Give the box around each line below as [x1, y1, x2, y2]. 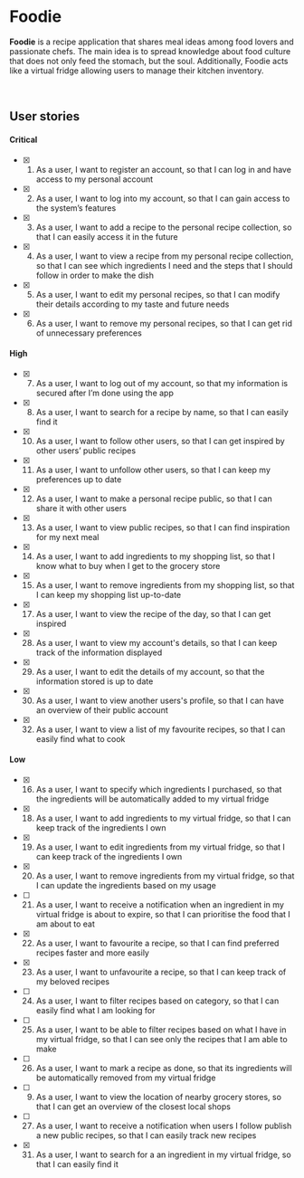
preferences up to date [35, 473, 122, 485]
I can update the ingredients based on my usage [35, 879, 217, 890]
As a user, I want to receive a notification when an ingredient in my [35, 898, 285, 910]
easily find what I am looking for [35, 1004, 156, 1015]
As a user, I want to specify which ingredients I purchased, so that [35, 784, 282, 794]
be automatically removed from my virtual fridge [35, 1072, 216, 1083]
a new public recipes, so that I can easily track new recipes [35, 1129, 257, 1141]
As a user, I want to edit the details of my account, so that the [35, 666, 265, 677]
